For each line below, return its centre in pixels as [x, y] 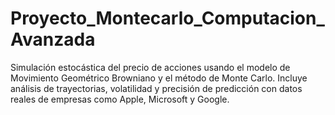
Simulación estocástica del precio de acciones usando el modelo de [150, 67]
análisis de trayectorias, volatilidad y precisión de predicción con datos [156, 88]
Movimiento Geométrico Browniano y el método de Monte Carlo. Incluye [159, 78]
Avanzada [53, 39]
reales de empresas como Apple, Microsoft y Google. [120, 99]
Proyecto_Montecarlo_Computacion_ [167, 18]
